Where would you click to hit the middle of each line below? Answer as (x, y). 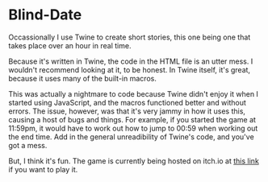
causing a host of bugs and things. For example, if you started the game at (132, 119)
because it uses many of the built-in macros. (83, 78)
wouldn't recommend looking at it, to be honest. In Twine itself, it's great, (130, 69)
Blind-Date (45, 15)
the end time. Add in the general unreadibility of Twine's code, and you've (131, 136)
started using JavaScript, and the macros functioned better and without (127, 102)
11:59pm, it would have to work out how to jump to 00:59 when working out (133, 128)
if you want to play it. (43, 169)
